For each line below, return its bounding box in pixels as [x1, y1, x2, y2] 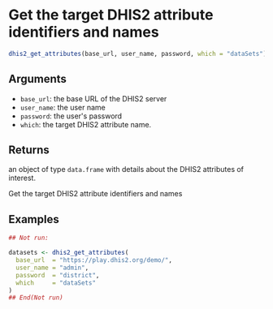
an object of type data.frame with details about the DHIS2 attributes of [8, 165, 245, 174]
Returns [8, 144, 50, 157]
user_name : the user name [19, 102, 106, 112]
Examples [8, 212, 59, 226]
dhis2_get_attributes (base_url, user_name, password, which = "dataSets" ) [8, 49, 267, 58]
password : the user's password [19, 111, 123, 121]
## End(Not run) [8, 294, 63, 302]
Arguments [8, 72, 67, 86]
